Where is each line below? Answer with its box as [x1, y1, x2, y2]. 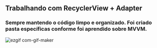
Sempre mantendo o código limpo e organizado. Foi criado [5, 19, 152, 26]
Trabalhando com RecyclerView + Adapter [5, 4, 142, 13]
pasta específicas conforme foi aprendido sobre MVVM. [5, 25, 147, 32]
